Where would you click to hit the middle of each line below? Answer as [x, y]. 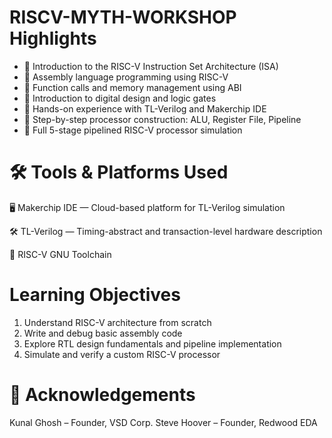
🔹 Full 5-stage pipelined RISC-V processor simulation [133, 130]
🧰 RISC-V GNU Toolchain [60, 254]
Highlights [53, 38]
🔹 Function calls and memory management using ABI [132, 87]
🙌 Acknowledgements [102, 395]
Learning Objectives [95, 295]
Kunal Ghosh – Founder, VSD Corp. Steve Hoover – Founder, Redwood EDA [163, 422]
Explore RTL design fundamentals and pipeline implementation [152, 343]
